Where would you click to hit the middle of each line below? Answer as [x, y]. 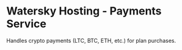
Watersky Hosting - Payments [84, 11]
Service [27, 24]
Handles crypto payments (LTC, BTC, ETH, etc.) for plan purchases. [91, 40]
